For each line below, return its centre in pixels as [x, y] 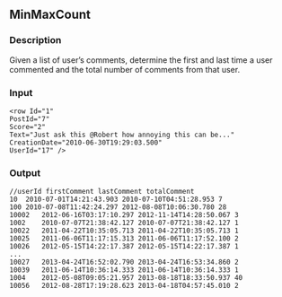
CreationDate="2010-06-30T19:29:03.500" [86, 143]
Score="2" [28, 127]
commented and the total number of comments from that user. [125, 69]
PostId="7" [30, 119]
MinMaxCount [50, 15]
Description [35, 40]
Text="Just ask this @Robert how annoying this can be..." [122, 135]
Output [25, 172]
